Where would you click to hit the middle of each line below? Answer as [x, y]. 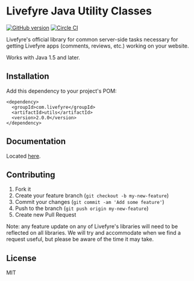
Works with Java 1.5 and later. [43, 57]
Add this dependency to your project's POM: [61, 91]
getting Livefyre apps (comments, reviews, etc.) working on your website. [98, 46]
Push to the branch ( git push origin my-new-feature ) [82, 208]
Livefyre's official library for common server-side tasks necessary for [92, 39]
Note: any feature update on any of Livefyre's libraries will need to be [92, 226]
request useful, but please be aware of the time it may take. [80, 239]
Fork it [23, 189]
